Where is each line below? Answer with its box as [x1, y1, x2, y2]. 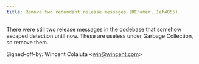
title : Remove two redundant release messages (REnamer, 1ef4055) [6, 9, 178, 15]
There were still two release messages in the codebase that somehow [6, 26, 181, 33]
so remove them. [6, 38, 49, 46]
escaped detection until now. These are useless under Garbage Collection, [6, 32, 194, 40]
